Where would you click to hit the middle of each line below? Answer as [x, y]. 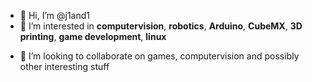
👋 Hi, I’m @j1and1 [55, 15]
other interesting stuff [64, 66]
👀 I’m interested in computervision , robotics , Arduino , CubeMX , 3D [161, 26]
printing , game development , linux [93, 36]
